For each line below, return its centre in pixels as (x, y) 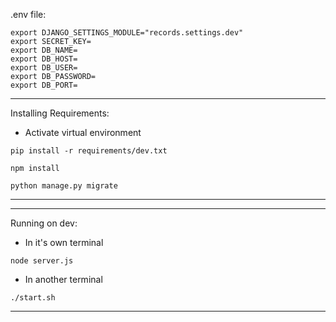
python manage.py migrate (64, 186)
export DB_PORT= (44, 85)
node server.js (42, 261)
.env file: (28, 14)
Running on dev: (44, 223)
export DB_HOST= (44, 59)
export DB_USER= (44, 68)
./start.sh (33, 298)
